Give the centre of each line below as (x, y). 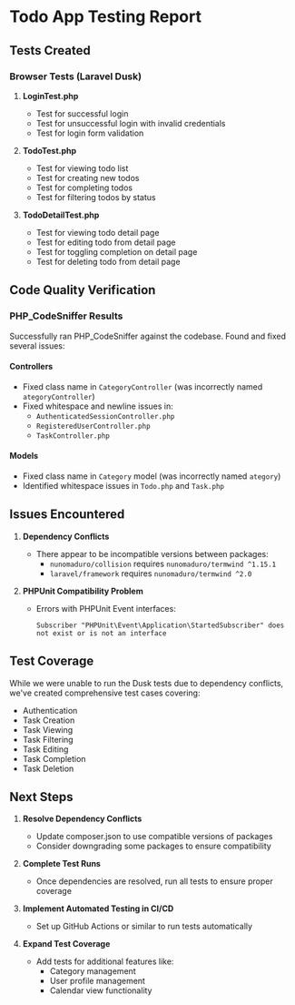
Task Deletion (48, 768)
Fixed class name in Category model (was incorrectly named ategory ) (152, 476)
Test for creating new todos (88, 178)
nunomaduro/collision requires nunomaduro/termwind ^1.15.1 (163, 563)
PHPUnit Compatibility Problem (83, 591)
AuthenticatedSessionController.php (105, 416)
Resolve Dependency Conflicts (82, 819)
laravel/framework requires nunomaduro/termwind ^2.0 (151, 573)
